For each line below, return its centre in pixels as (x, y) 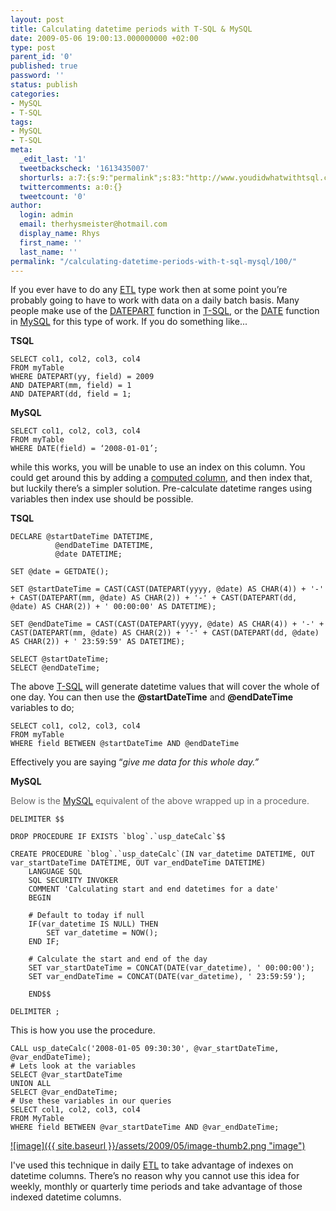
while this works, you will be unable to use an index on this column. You (158, 467)
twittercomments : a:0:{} (71, 187)
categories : (35, 94)
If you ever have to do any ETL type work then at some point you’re (149, 290)
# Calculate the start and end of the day (118, 959)
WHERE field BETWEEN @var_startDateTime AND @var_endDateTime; (145, 1127)
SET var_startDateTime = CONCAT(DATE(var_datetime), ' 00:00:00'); (171, 968)
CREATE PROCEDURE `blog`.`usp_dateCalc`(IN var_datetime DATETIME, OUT (162, 854)
